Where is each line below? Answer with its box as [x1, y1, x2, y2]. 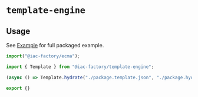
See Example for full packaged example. [6, 42, 104, 48]
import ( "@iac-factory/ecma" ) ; [6, 53, 81, 59]
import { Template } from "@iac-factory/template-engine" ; [6, 64, 154, 70]
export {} [6, 85, 31, 91]
